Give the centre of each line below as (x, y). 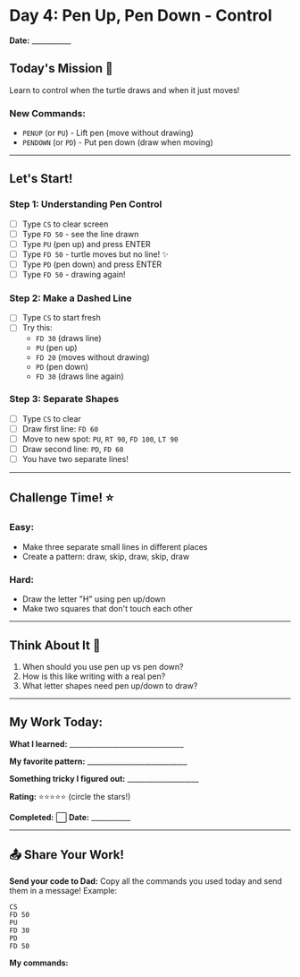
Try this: (37, 328)
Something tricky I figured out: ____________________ (104, 778)
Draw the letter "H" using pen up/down (94, 599)
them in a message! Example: (63, 890)
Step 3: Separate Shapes (64, 399)
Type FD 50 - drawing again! (74, 275)
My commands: (39, 963)
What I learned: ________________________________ (97, 743)
